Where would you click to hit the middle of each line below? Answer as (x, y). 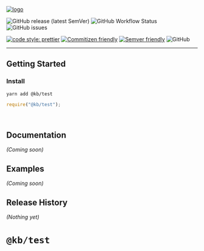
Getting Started (36, 64)
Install (16, 81)
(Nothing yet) (23, 217)
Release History (37, 202)
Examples (25, 169)
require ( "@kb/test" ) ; (34, 104)
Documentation (36, 135)
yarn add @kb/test (29, 94)
